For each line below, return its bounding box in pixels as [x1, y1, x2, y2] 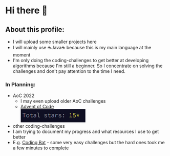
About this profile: [5, 25, 65, 34]
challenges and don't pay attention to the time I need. [12, 68, 125, 74]
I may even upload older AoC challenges [20, 98, 106, 104]
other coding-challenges [12, 123, 65, 129]
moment [12, 52, 31, 58]
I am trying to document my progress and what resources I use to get [12, 128, 159, 135]
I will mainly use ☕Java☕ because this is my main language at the [12, 45, 152, 50]
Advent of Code [20, 104, 54, 110]
